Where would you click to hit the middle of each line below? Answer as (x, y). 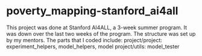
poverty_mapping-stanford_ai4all (92, 11)
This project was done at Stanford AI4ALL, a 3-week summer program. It (96, 27)
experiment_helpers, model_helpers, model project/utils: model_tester (93, 46)
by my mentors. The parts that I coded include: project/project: (84, 40)
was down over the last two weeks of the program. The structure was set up (101, 33)
